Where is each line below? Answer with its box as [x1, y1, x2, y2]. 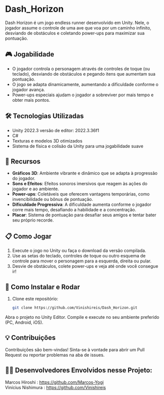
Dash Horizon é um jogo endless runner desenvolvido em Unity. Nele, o [5, 20, 149, 26]
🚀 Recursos [5, 157, 41, 166]
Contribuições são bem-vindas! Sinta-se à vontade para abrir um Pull [5, 346, 145, 352]
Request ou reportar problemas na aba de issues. [5, 352, 105, 358]
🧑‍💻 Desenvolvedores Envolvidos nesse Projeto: [5, 366, 153, 374]
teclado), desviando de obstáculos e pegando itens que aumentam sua [12, 71, 156, 77]
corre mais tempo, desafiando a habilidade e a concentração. [12, 207, 136, 213]
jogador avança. [12, 86, 45, 92]
